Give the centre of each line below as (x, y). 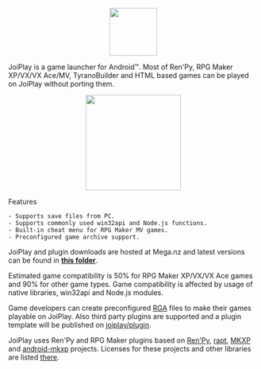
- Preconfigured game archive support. (74, 237)
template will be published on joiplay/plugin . (80, 325)
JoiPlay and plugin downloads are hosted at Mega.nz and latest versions (127, 252)
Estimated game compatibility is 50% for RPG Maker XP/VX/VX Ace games (130, 276)
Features (23, 202)
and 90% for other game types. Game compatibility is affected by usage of (130, 284)
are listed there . (34, 357)
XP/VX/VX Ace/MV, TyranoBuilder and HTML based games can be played (129, 75)
